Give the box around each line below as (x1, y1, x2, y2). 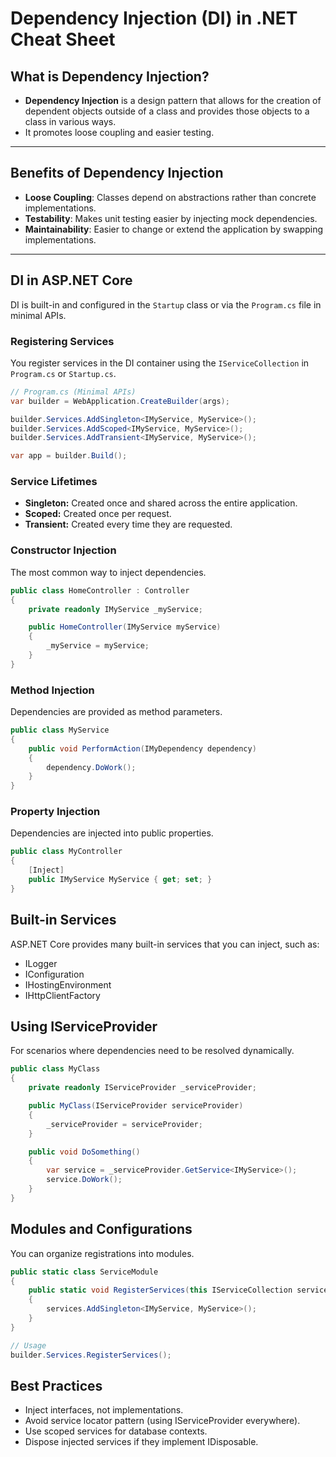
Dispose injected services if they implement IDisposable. (24, 1436, 259, 1448)
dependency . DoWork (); (46, 762, 137, 772)
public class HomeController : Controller (10, 585, 190, 596)
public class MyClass (10, 1064, 101, 1074)
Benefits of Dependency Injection (10, 165, 224, 182)
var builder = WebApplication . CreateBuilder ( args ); (10, 396, 230, 406)
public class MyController (10, 847, 123, 857)
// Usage (10, 1340, 47, 1351)
